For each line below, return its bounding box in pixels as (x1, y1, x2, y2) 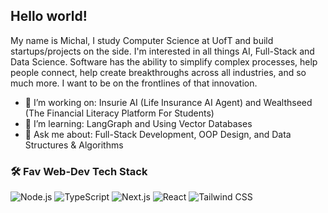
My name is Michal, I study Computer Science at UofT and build (10, 34, 274, 46)
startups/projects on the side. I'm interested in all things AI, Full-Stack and (10, 45, 315, 57)
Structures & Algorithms (24, 139, 124, 151)
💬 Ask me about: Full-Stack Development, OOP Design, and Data (24, 128, 292, 140)
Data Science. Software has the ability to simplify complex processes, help (10, 55, 318, 68)
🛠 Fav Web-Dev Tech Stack (10, 164, 148, 178)
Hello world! (10, 8, 88, 25)
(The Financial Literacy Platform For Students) (24, 107, 215, 119)
